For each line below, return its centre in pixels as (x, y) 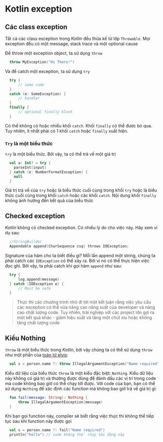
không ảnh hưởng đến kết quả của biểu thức (49, 201)
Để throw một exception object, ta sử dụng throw (54, 53)
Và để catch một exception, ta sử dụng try (48, 71)
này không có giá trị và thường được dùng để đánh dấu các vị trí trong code (81, 378)
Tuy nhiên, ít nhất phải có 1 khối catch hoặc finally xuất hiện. (67, 131)
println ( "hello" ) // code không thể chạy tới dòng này (67, 434)
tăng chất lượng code (38, 323)
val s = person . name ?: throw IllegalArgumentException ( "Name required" (84, 364)
